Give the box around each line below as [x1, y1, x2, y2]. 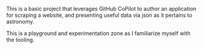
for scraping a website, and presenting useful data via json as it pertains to [6, 11, 192, 19]
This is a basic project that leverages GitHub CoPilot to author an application [6, 5, 197, 12]
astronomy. [6, 18, 34, 25]
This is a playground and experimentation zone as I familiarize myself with [6, 30, 191, 37]
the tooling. [6, 36, 34, 43]
